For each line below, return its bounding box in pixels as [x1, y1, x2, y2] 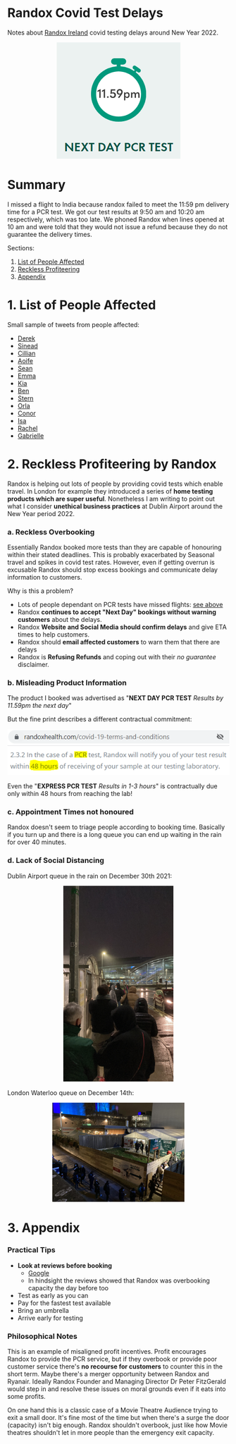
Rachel [17, 424, 38, 432]
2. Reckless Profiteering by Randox [7, 456, 217, 472]
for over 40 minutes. [7, 838, 67, 847]
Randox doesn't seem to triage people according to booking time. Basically [7, 823, 225, 831]
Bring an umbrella [17, 1306, 69, 1314]
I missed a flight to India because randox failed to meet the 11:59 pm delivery [7, 200, 230, 209]
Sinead [17, 341, 39, 350]
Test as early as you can [17, 1291, 89, 1299]
